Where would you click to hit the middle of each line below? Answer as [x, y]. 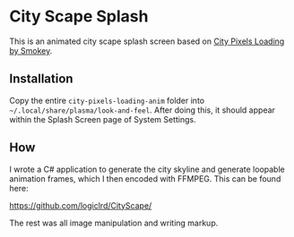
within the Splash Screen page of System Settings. [103, 119]
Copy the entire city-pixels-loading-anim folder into [107, 100]
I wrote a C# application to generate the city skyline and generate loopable [147, 169]
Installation [41, 79]
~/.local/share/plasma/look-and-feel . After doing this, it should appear [143, 110]
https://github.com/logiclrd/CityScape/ [81, 205]
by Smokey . [31, 50]
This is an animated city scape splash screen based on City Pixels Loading [147, 41]
